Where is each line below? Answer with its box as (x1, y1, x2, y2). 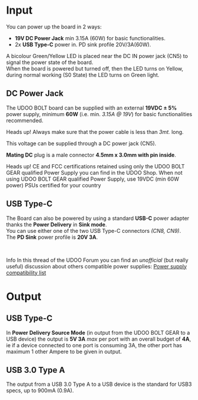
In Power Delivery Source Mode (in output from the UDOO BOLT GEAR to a (6, 329, 190, 336)
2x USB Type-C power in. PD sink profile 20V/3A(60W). (14, 41, 151, 48)
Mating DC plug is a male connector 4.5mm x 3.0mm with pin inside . (6, 151, 177, 158)
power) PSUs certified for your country (6, 181, 101, 188)
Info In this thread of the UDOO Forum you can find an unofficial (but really (6, 256, 189, 264)
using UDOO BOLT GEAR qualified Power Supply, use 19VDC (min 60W (6, 175, 180, 183)
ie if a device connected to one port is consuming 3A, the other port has (6, 341, 183, 348)
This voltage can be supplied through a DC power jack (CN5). (6, 140, 157, 147)
